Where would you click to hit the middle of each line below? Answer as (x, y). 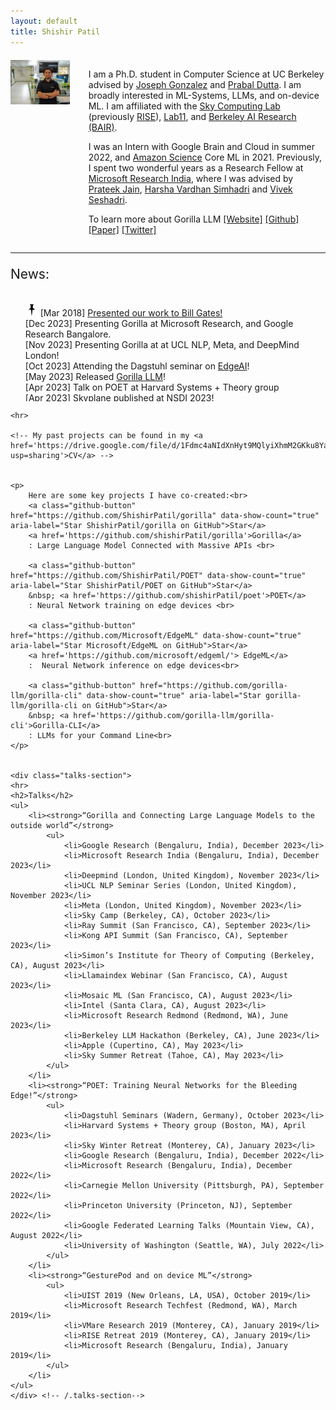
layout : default (44, 21)
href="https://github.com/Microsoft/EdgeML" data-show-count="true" (156, 635)
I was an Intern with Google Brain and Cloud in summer (202, 146)
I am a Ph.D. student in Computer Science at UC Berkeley (206, 74)
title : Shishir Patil (55, 31)
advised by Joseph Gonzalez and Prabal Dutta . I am (195, 84)
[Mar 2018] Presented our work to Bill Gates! (131, 312)
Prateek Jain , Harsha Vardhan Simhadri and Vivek (190, 189)
